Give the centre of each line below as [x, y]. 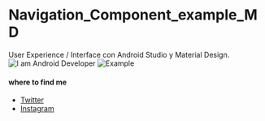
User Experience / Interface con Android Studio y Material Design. [119, 54]
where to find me [38, 82]
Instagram [37, 109]
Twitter [32, 100]
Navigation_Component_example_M [133, 15]
